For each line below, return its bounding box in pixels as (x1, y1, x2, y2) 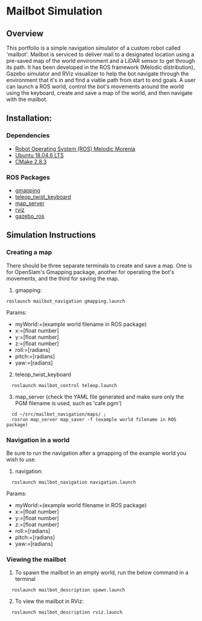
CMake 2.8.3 (14, 158, 47, 165)
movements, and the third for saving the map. (6, 275, 119, 282)
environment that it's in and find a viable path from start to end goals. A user (6, 77, 196, 83)
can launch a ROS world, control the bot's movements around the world (6, 83, 184, 90)
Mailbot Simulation (6, 4, 103, 18)
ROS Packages (6, 173, 50, 181)
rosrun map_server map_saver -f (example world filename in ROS (11, 416, 177, 423)
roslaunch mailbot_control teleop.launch (11, 382, 118, 388)
